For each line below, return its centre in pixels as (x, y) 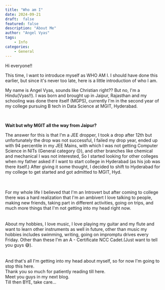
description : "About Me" (31, 28)
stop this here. (20, 266)
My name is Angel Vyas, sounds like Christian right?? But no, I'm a (73, 90)
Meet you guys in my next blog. (37, 277)
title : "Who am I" (24, 10)
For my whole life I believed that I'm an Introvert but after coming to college (82, 192)
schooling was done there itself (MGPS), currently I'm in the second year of (82, 100)
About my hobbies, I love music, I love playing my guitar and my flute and (80, 224)
